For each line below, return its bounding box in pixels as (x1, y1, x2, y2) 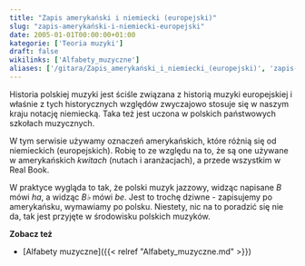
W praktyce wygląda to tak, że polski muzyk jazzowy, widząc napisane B (9, 182, 282, 192)
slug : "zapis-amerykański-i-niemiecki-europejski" (9, 22, 205, 31)
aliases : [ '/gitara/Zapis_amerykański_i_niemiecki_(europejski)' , (9, 64, 266, 74)
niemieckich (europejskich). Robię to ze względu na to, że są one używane (9, 144, 289, 155)
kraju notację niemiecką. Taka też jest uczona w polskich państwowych (9, 108, 277, 119)
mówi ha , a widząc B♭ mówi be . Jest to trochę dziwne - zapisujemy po (9, 192, 273, 202)
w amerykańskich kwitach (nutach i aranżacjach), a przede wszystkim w (9, 154, 281, 165)
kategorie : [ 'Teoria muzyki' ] (9, 38, 124, 48)
